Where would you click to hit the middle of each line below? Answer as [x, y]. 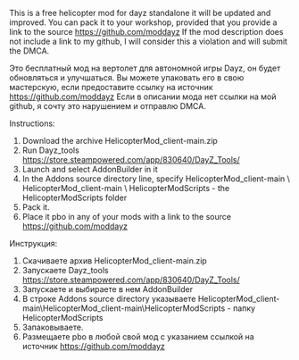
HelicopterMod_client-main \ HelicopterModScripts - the [126, 188]
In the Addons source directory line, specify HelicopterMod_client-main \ [156, 179]
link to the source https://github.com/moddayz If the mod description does [146, 32]
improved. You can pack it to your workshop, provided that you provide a [143, 22]
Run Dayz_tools [51, 150]
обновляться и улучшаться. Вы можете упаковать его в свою [127, 78]
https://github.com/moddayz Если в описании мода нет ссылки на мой [143, 96]
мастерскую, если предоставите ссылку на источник [111, 87]
